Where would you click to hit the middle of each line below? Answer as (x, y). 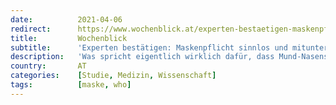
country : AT (48, 66)
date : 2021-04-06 (66, 19)
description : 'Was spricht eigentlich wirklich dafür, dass (142, 57)
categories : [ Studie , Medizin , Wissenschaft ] (113, 76)
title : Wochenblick (69, 38)
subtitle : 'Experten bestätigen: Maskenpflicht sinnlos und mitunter (169, 47)
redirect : (31, 29)
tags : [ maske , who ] (71, 85)
